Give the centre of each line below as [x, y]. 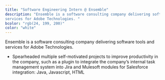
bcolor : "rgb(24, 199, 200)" [35, 23]
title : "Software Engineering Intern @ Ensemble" [57, 10]
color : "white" [21, 28]
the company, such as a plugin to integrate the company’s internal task [84, 62]
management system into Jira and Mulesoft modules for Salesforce [80, 67]
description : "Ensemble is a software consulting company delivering [78, 14]
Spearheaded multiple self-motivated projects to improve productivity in [85, 56]
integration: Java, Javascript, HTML [48, 72]
